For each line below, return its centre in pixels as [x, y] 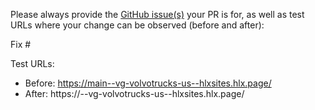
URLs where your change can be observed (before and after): [137, 25]
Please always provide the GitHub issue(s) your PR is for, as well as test [157, 14]
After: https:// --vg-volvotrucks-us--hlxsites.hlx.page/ [134, 93]
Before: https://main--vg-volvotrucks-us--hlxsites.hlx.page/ [148, 83]
